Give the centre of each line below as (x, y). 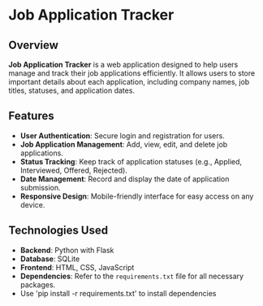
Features (31, 116)
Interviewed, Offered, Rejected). (73, 170)
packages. (38, 284)
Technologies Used (58, 231)
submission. (40, 187)
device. (32, 204)
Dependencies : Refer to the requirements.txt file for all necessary (132, 276)
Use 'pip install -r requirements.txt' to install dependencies (118, 293)
